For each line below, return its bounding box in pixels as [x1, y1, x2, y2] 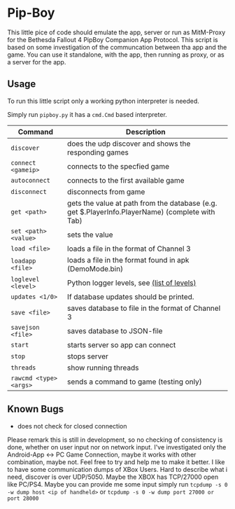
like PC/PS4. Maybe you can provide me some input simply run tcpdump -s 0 [7, 480, 228, 488]
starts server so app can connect [67, 340, 176, 349]
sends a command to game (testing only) [67, 377, 202, 386]
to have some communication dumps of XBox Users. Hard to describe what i [7, 465, 228, 473]
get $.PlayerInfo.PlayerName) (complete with [67, 207, 215, 216]
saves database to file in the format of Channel [67, 303, 221, 313]
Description [125, 127, 166, 137]
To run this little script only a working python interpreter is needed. [7, 97, 199, 105]
